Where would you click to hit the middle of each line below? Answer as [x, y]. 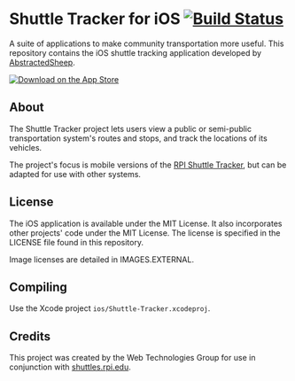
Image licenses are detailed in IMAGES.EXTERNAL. [102, 259]
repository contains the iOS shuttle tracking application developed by [136, 52]
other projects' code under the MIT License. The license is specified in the [145, 233]
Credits [30, 336]
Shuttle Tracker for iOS [95, 19]
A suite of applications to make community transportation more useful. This [147, 43]
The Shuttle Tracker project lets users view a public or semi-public [131, 128]
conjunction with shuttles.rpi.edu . [70, 367]
